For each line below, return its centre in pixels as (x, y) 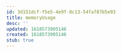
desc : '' (17, 23)
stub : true (20, 40)
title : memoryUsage (31, 18)
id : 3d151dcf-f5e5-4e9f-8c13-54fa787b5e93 (61, 12)
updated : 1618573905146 (37, 29)
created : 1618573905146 (37, 35)
